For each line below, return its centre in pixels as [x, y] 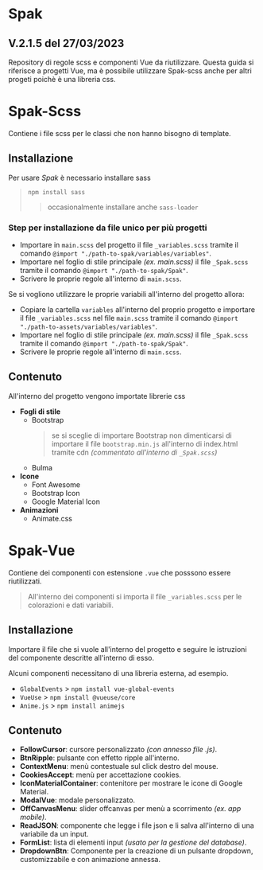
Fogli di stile [40, 412]
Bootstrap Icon [56, 493]
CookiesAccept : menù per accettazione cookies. [100, 775]
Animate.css [52, 518]
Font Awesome [56, 484]
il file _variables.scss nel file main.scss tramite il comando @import [129, 318]
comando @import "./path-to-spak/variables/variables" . [116, 254]
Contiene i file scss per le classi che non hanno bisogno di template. [120, 133]
